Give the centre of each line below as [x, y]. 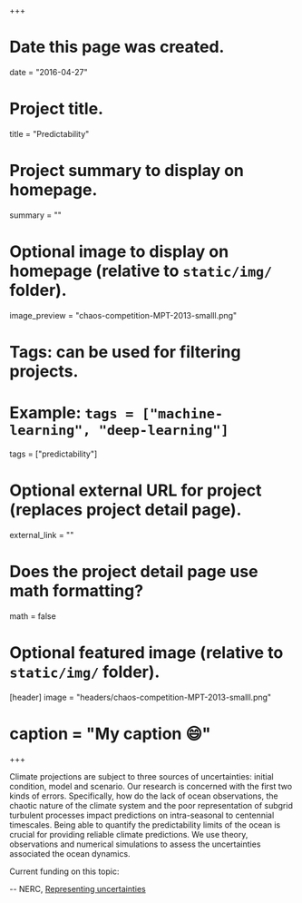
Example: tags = [72, 413]
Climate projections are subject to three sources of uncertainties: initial [141, 776]
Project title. [57, 109]
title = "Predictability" [49, 133]
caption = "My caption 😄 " [110, 734]
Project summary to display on [127, 171]
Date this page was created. [117, 47]
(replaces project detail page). [126, 510]
